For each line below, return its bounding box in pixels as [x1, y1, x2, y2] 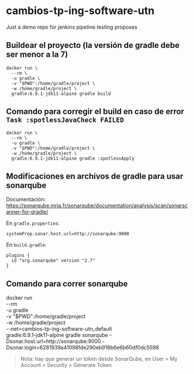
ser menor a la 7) [6, 50, 68, 60]
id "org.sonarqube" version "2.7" [11, 258, 95, 264]
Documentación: [6, 196, 46, 203]
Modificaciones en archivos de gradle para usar [6, 171, 183, 181]
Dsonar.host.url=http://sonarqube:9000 [6, 338, 101, 345]
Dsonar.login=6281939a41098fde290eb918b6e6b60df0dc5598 [6, 344, 160, 351]
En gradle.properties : [6, 219, 60, 227]
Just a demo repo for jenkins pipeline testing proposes [6, 23, 137, 30]
